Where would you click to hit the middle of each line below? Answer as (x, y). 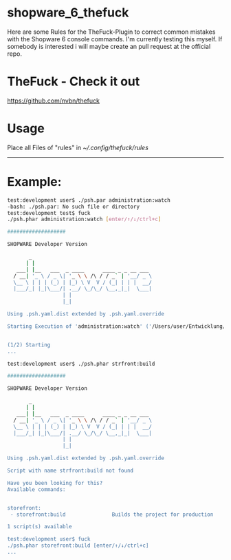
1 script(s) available (40, 527)
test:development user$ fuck (49, 539)
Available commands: (37, 489)
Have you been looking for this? (55, 483)
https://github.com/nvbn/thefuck (53, 101)
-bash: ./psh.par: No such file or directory (73, 207)
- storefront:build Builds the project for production (112, 515)
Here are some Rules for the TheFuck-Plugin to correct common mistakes (111, 32)
